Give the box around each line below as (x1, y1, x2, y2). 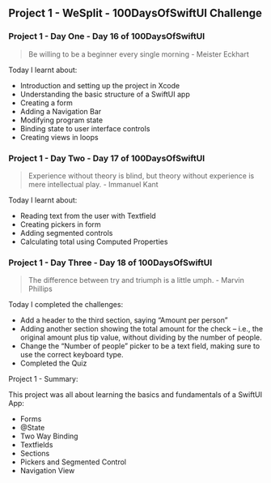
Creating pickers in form (19, 219, 101, 229)
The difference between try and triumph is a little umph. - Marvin (28, 276, 245, 285)
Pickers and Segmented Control (19, 457, 127, 467)
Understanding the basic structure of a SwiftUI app (19, 89, 190, 99)
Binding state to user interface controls (19, 123, 150, 133)
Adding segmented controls (19, 228, 113, 237)
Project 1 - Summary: (8, 374, 78, 384)
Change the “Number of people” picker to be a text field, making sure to (19, 341, 260, 351)
